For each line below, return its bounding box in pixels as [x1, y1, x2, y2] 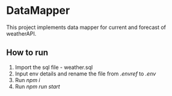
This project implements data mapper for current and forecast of [6, 24, 167, 31]
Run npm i [14, 76, 40, 83]
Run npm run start [14, 83, 60, 90]
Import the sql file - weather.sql [14, 63, 93, 71]
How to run [6, 48, 49, 58]
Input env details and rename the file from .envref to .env [14, 70, 156, 77]
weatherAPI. [6, 30, 37, 37]
